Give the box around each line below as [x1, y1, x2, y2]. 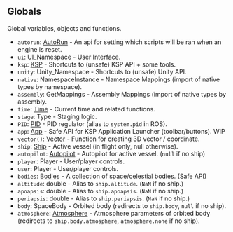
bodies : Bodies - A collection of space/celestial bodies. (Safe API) [17, 172, 207, 180]
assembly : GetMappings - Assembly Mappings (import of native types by [17, 90, 226, 98]
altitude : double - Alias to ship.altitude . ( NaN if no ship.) [17, 179, 184, 188]
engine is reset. [17, 45, 62, 53]
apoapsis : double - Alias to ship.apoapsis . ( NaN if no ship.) [17, 186, 184, 195]
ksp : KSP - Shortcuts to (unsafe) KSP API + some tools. [17, 60, 176, 69]
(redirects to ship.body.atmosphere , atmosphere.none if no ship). [17, 217, 201, 225]
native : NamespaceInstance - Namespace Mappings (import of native [17, 75, 220, 83]
